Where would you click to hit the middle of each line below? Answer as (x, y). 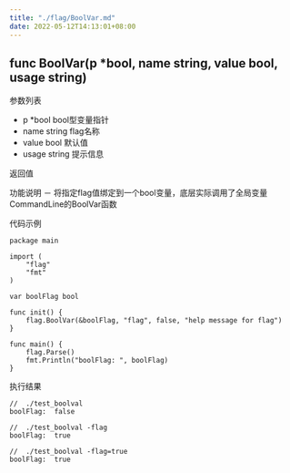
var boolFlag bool (44, 297)
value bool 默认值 (55, 143)
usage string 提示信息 (63, 154)
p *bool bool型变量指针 (65, 120)
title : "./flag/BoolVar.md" (63, 18)
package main (34, 241)
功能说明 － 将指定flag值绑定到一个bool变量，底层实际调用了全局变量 (139, 193)
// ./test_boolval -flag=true (69, 452)
